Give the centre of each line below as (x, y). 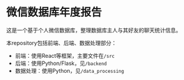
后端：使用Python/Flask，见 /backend (61, 63)
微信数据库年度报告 (54, 12)
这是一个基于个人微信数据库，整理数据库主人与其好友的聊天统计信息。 (94, 30)
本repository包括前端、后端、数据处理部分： (61, 43)
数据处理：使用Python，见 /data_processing (69, 70)
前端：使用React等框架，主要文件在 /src (65, 55)
